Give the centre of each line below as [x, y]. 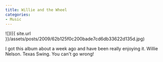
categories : [18, 15]
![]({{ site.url [18, 34]
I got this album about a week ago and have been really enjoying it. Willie [82, 49]
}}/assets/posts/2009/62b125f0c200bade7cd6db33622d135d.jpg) [75, 39]
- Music [13, 19]
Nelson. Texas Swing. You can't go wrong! [50, 54]
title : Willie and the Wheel [36, 10]
